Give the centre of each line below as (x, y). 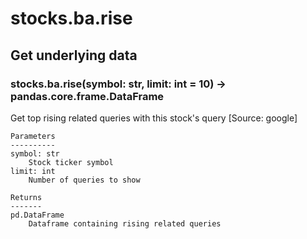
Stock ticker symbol (71, 162)
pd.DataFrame (37, 215)
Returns (26, 197)
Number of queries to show (84, 180)
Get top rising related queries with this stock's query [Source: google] (154, 118)
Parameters (33, 136)
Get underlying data (74, 55)
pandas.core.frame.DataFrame (87, 96)
